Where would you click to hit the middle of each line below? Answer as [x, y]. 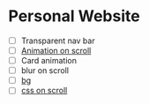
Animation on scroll [56, 51]
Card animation [48, 61]
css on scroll [44, 91]
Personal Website [74, 16]
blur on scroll [45, 71]
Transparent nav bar [58, 41]
